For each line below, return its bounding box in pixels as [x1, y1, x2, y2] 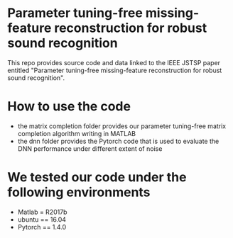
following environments [7, 184, 151, 200]
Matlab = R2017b [17, 208, 67, 216]
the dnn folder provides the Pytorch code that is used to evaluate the [17, 137, 220, 145]
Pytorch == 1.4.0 [17, 222, 67, 231]
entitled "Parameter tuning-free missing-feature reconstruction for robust [7, 66, 222, 74]
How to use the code [7, 98, 131, 115]
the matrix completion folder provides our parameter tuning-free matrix [17, 122, 227, 130]
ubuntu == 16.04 [17, 215, 66, 224]
